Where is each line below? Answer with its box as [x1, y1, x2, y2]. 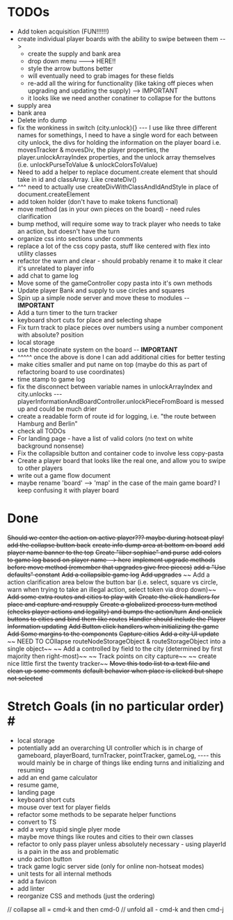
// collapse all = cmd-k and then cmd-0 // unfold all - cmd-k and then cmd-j [7, 905, 224, 913]
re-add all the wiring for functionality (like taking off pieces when [27, 79, 214, 87]
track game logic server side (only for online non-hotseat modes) [17, 861, 204, 871]
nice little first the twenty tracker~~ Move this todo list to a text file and [7, 659, 210, 667]
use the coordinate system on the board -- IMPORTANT [17, 345, 178, 354]
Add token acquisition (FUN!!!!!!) [17, 27, 110, 36]
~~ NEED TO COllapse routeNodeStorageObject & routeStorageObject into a [7, 637, 226, 645]
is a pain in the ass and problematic [17, 847, 120, 855]
